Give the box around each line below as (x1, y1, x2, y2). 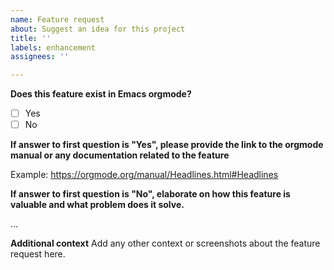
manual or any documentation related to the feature (10, 149, 230, 161)
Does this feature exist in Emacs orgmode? (10, 88, 192, 100)
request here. (10, 248, 66, 260)
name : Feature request (10, 14, 105, 25)
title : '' (10, 33, 52, 43)
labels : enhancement (10, 42, 97, 53)
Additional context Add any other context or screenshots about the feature (10, 237, 321, 250)
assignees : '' (10, 52, 70, 62)
